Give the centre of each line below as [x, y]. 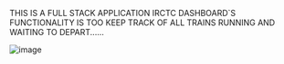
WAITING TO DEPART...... [57, 32]
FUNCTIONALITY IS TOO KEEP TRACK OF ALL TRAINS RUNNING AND [142, 23]
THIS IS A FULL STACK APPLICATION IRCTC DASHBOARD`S [123, 13]
